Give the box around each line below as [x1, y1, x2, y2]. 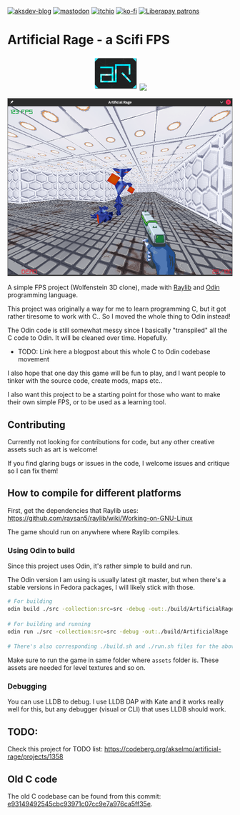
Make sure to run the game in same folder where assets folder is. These [7, 656, 219, 664]
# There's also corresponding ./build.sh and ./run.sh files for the [7, 643, 219, 650]
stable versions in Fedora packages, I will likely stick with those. [7, 583, 195, 592]
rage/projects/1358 [7, 752, 64, 761]
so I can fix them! [7, 466, 59, 475]
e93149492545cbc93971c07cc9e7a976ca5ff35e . [7, 800, 153, 809]
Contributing [7, 419, 66, 431]
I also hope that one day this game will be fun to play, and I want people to [7, 369, 226, 378]
